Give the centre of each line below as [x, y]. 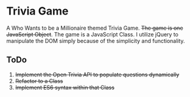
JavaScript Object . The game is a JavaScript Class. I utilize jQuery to [92, 34]
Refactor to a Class [39, 81]
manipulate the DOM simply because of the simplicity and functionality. [96, 41]
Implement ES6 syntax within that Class [65, 87]
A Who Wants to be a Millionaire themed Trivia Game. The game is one [95, 28]
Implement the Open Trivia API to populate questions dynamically [97, 75]
